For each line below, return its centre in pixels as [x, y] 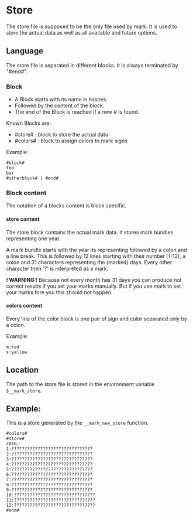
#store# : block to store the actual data [61, 135]
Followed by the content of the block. [59, 105]
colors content [24, 306]
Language [25, 51]
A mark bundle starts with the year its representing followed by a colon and [96, 250]
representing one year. [33, 238]
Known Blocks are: [29, 123]
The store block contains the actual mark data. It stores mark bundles [90, 232]
